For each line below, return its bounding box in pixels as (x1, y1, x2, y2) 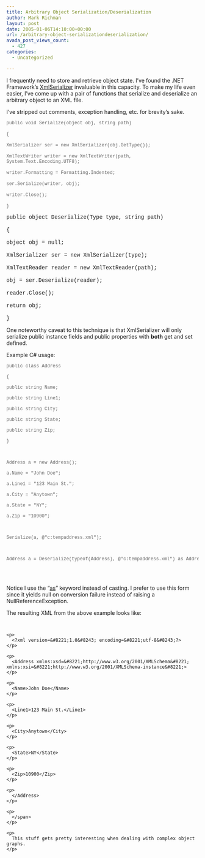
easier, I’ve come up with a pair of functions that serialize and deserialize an (6, 89, 198, 97)
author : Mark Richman (6, 15, 62, 21)
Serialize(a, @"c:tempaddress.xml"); (6, 534, 102, 541)
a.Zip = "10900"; (6, 513, 51, 519)
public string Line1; (6, 395, 61, 401)
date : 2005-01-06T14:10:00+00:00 (6, 26, 92, 32)
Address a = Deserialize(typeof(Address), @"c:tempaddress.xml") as (6, 555, 184, 562)
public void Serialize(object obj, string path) (6, 120, 132, 126)
